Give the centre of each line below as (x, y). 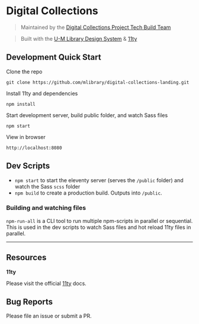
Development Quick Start (54, 57)
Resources (26, 257)
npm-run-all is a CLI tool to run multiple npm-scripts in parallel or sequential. (99, 221)
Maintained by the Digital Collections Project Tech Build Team (96, 27)
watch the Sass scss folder (47, 186)
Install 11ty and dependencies (42, 93)
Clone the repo (24, 72)
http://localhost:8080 (34, 148)
